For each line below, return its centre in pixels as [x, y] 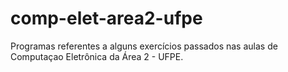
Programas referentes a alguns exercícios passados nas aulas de [144, 46]
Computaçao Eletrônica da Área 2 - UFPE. [97, 56]
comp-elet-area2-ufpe [106, 18]
